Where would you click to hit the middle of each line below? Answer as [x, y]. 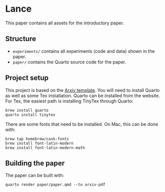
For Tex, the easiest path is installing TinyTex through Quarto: [69, 101]
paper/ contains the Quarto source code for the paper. [69, 62]
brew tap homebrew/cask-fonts [37, 139]
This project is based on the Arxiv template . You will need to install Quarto [82, 90]
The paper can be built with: [35, 175]
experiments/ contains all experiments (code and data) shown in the [84, 51]
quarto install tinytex [30, 115]
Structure [21, 39]
